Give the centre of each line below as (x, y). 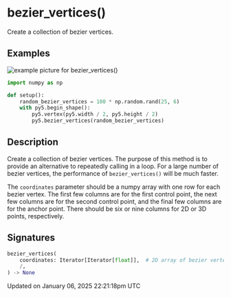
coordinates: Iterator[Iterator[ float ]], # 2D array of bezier (113, 260)
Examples (29, 53)
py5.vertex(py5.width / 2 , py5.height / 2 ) (95, 114)
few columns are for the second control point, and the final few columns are (114, 201)
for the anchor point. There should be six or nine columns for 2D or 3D (107, 209)
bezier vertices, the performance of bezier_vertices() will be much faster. (113, 173)
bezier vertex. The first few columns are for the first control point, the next (112, 194)
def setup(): (26, 95)
